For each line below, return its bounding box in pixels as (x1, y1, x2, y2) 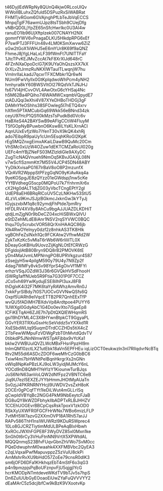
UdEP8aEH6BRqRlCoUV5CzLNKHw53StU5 (5, 190, 91, 196)
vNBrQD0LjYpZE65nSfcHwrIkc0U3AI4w (5, 25, 86, 31)
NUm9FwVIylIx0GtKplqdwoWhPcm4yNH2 (5, 76, 90, 82)
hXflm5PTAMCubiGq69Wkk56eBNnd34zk (5, 108, 90, 113)
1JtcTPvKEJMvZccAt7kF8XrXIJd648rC (5, 56, 83, 61)
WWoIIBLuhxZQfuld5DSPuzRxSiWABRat (5, 9, 86, 15)
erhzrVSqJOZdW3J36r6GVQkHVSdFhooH (5, 268, 90, 274)
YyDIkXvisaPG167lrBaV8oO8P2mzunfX (5, 165, 84, 170)
